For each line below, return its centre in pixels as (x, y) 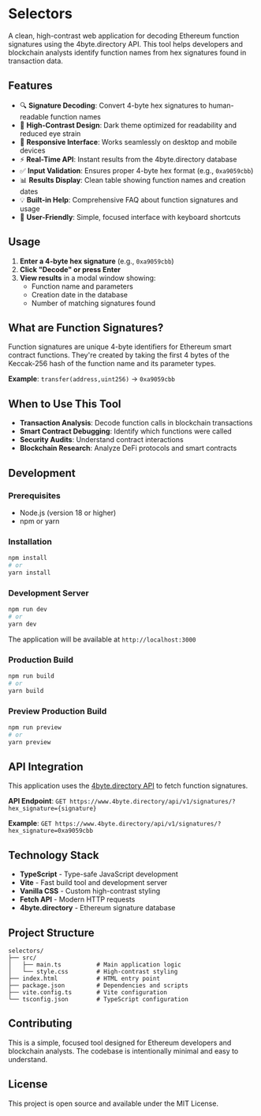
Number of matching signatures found (93, 303)
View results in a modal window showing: (88, 278)
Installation (30, 541)
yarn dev (22, 624)
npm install (28, 558)
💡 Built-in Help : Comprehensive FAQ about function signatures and (129, 199)
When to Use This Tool (65, 404)
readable (34, 116)
